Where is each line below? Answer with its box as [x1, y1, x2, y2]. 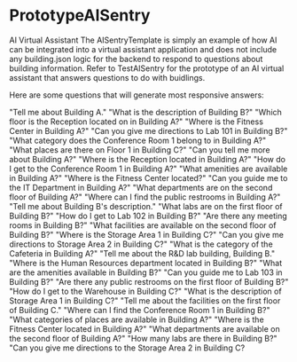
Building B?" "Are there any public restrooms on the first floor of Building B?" [9, 276, 289, 287]
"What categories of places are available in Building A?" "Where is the [9, 314, 264, 325]
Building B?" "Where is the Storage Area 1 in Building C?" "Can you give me [9, 229, 284, 240]
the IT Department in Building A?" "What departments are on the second [9, 182, 273, 193]
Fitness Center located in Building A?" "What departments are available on [9, 323, 281, 334]
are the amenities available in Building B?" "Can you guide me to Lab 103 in [9, 267, 283, 278]
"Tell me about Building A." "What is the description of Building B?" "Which [9, 106, 282, 117]
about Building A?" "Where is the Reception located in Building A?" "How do [9, 153, 286, 164]
